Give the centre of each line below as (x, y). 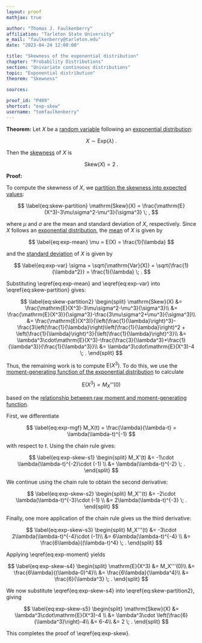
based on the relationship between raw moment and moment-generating (96, 398)
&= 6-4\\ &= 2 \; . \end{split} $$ (129, 621)
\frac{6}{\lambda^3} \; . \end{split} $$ (101, 579)
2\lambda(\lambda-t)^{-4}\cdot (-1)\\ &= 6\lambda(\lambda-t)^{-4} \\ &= (101, 536)
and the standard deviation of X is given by (59, 254)
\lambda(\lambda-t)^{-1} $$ (101, 434)
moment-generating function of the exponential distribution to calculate (95, 372)
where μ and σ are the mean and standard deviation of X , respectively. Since (101, 223)
